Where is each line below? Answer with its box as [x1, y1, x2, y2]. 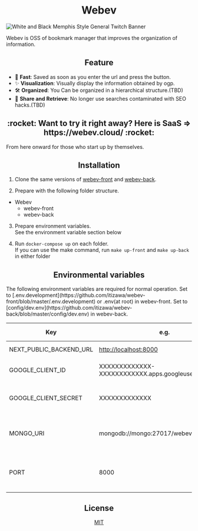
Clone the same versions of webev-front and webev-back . [14, 176, 157, 183]
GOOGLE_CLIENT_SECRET [9, 394, 82, 402]
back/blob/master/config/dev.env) [6, 310, 90, 318]
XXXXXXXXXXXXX [98, 394, 151, 402]
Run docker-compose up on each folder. [14, 240, 109, 247]
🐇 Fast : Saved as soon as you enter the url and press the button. [14, 73, 171, 80]
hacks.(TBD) [14, 101, 45, 108]
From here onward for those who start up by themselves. [6, 143, 144, 150]
